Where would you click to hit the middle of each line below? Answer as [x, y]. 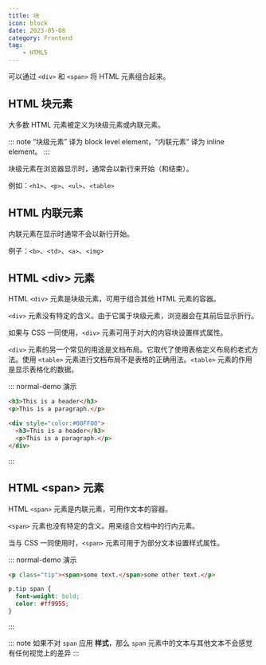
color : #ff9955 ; [42, 604]
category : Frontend [41, 38]
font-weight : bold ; [48, 596]
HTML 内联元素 [46, 213]
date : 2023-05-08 [37, 30]
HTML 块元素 [41, 104]
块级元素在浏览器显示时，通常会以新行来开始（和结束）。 [101, 168]
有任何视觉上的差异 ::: [44, 653]
